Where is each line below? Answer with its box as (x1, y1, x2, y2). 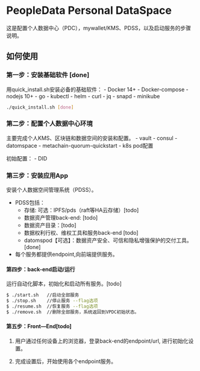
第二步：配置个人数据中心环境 (6, 119, 93, 128)
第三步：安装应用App (6, 171, 68, 180)
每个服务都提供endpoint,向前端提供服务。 (14, 251, 119, 258)
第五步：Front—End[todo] (6, 323, 72, 330)
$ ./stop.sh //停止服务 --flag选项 (6, 298, 98, 304)
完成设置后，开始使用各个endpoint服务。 (14, 358, 117, 365)
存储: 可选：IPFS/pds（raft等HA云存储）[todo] (23, 206, 139, 214)
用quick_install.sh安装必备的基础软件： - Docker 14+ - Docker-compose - (6, 86, 189, 93)
